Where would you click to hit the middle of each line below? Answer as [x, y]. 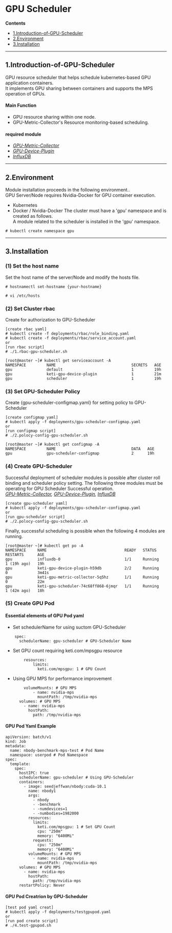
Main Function [21, 105]
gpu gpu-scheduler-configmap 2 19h [80, 453]
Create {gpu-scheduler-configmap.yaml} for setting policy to [69, 403]
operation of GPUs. [26, 93]
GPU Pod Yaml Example [31, 726]
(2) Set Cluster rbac [30, 309]
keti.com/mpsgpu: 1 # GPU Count [72, 669]
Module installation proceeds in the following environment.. [68, 189]
